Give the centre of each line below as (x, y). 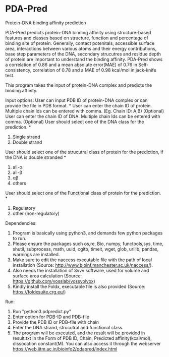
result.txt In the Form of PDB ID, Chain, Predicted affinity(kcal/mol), (82, 338)
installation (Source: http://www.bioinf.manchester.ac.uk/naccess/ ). (82, 265)
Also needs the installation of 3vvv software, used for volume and (81, 270)
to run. (19, 238)
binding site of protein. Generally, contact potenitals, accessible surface (80, 43)
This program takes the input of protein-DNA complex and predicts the (79, 85)
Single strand (26, 137)
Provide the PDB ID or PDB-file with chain (56, 322)
